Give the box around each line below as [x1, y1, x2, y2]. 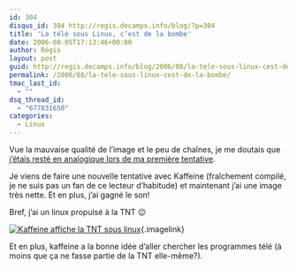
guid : [9, 63, 29, 72]
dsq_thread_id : [9, 95, 65, 104]
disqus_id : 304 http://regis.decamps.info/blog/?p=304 [9, 21, 216, 30]
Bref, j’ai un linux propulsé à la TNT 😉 [9, 207, 147, 217]
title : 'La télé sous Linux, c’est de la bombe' [9, 29, 192, 38]
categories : [9, 112, 53, 120]
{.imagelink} [141, 224, 186, 235]
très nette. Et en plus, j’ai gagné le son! [9, 189, 150, 200]
